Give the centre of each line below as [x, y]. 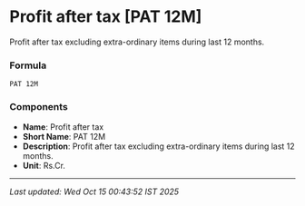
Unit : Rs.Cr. [44, 165]
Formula [28, 65]
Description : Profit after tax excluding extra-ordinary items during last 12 [158, 146]
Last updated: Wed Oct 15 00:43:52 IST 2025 [94, 191]
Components [39, 107]
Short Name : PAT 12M [64, 136]
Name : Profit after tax [63, 127]
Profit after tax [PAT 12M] [106, 17]
